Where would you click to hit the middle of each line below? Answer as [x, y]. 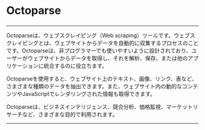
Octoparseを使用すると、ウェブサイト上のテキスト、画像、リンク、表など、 [102, 79]
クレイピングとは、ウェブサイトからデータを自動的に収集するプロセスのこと [103, 43]
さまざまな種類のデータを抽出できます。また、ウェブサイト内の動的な [94, 86]
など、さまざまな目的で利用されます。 [70, 115]
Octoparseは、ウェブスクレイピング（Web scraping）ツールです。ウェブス [101, 36]
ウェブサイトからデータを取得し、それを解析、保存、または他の [107, 58]
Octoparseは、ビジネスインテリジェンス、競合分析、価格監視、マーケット [100, 107]
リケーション [22, 66]
